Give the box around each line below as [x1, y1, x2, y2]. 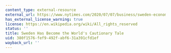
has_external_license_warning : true [5, 17, 83, 22]
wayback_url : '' [5, 40, 40, 45]
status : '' [5, 26, 28, 31]
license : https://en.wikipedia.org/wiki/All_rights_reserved [5, 21, 138, 27]
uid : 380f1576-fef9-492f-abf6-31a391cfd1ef [5, 36, 99, 41]
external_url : [5, 12, 36, 17]
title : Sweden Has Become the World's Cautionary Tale [5, 31, 124, 36]
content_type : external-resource [5, 7, 76, 13]
